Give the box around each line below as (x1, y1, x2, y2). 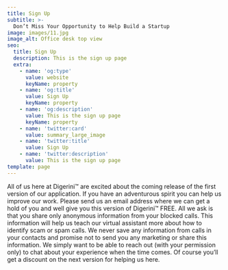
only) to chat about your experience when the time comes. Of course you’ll (7, 248, 218, 256)
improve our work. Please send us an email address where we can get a (7, 196, 210, 205)
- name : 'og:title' (19, 87, 75, 93)
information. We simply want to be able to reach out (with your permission (7, 240, 216, 249)
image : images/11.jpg (7, 29, 69, 36)
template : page (7, 163, 51, 170)
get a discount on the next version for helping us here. (7, 255, 160, 263)
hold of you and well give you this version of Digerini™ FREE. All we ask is (7, 204, 214, 212)
